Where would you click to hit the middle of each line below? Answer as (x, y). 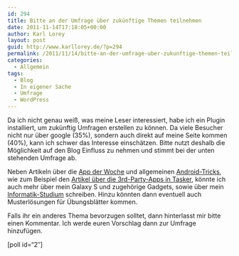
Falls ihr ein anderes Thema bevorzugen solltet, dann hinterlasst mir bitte (114, 215)
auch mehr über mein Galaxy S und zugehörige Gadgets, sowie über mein (116, 187)
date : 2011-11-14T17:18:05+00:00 (57, 27)
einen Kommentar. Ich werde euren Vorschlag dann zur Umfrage (102, 223)
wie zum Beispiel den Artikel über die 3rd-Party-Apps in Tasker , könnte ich (117, 179)
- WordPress (32, 100)
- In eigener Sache (43, 87)
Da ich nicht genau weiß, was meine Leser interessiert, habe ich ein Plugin (116, 120)
